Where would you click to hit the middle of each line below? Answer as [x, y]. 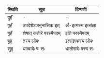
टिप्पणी [81, 9]
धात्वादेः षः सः [34, 49]
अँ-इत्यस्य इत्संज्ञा [81, 25]
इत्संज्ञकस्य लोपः [79, 41]
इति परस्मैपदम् [77, 33]
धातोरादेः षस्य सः [79, 49]
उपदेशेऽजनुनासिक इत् [41, 25]
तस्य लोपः [31, 41]
